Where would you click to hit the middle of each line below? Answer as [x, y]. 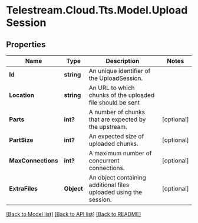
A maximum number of [120, 153]
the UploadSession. [116, 78]
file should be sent [114, 102]
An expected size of [116, 136]
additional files [109, 185]
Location [22, 95]
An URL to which [112, 88]
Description [123, 61]
